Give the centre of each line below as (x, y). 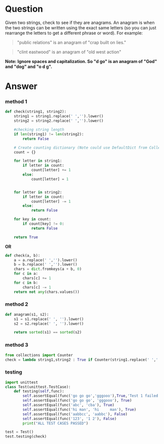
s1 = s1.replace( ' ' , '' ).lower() (49, 319)
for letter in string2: (38, 192)
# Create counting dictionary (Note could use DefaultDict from (81, 148)
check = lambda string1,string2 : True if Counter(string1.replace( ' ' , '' (83, 360)
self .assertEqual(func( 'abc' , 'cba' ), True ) (69, 405)
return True (26, 237)
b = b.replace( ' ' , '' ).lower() (46, 265)
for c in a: (26, 274)
